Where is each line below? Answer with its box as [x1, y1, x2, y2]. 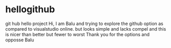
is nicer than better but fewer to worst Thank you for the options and [5, 31, 150, 37]
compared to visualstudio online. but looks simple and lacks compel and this [5, 26, 166, 32]
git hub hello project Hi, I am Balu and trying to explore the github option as [5, 20, 164, 27]
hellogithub [5, 4, 55, 15]
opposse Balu [5, 37, 34, 43]
